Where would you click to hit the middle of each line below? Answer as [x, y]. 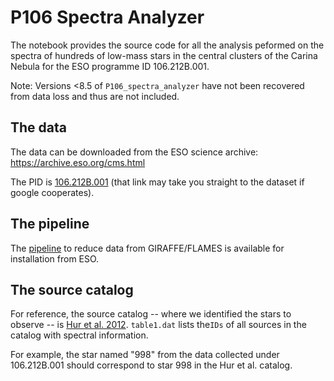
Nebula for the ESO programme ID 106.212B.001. [110, 66]
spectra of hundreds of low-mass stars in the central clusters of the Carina [164, 55]
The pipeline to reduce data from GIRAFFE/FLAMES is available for [147, 248]
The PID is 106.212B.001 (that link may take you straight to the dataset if [157, 182]
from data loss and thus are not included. [95, 96]
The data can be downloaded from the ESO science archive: [134, 152]
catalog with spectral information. [79, 335]
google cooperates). [52, 192]
